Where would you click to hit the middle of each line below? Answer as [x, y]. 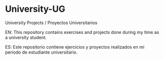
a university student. [26, 37]
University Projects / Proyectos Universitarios [51, 23]
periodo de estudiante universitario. [41, 52]
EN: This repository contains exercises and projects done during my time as [82, 32]
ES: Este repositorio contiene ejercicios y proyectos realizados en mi [75, 47]
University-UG [35, 9]
